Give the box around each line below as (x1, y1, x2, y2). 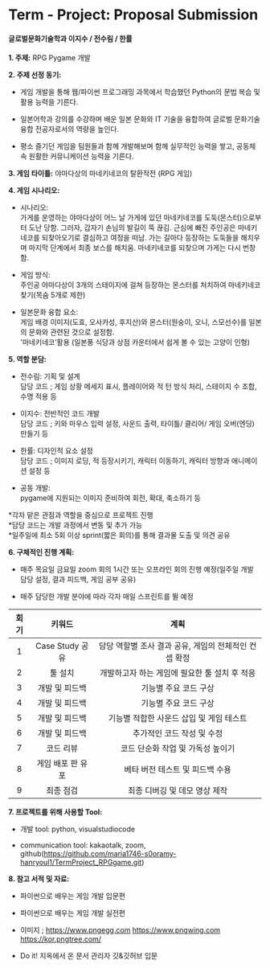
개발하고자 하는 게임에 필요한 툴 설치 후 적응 (100, 667, 256, 679)
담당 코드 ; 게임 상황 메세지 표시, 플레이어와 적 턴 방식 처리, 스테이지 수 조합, (19, 382, 257, 392)
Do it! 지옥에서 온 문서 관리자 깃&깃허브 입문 (19, 951, 158, 961)
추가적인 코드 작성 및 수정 (132, 728, 223, 739)
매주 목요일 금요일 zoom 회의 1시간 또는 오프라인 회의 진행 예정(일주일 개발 (19, 564, 255, 574)
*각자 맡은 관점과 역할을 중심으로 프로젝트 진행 (8, 511, 154, 520)
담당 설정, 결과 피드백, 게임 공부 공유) (19, 575, 137, 584)
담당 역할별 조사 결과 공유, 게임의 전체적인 (98, 641, 247, 652)
